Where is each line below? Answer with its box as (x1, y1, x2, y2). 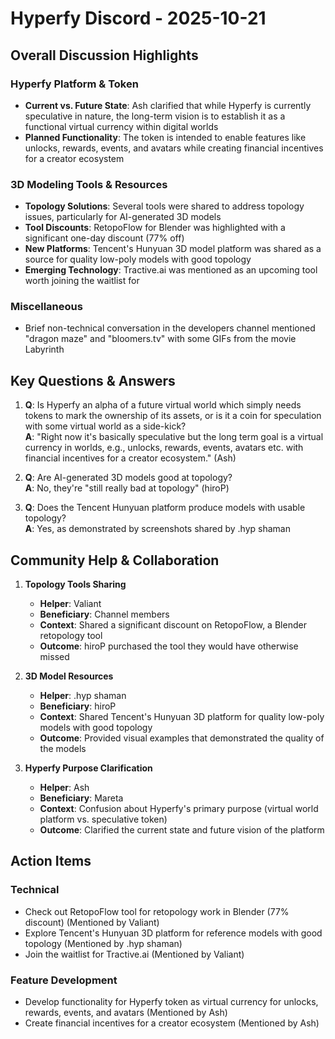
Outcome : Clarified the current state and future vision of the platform (39, 824, 325, 836)
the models (39, 743, 87, 755)
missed (39, 651, 70, 663)
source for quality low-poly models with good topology (24, 253, 252, 266)
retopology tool (39, 630, 103, 642)
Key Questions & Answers (10, 372, 176, 389)
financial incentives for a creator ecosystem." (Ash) (24, 452, 237, 464)
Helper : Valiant (39, 598, 102, 610)
